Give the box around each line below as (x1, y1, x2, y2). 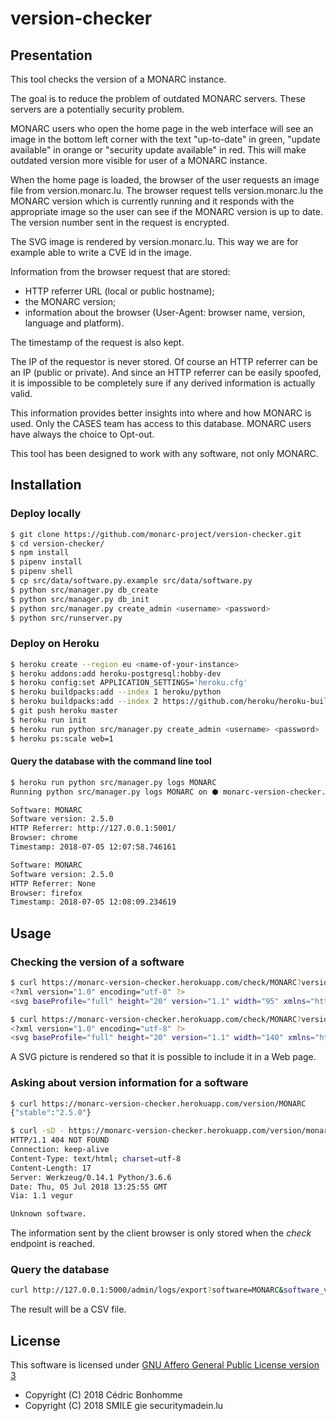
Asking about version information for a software (10, 1076, 249, 1090)
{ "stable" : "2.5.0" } (10, 1108, 92, 1118)
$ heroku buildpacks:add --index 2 (10, 697, 159, 707)
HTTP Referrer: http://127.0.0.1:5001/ (10, 823, 177, 834)
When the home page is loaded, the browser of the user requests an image (10, 174, 320, 186)
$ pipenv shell (10, 567, 74, 577)
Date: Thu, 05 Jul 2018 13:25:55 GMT (10, 1182, 168, 1192)
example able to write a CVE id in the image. (10, 247, 192, 258)
